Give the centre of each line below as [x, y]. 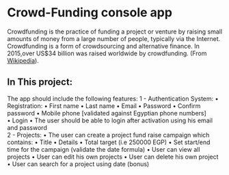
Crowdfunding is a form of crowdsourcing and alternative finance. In [103, 46]
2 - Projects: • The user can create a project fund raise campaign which [108, 135]
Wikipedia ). [23, 60]
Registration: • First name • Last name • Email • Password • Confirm [104, 106]
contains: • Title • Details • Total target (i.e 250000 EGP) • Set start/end [109, 142]
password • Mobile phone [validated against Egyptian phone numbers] [107, 113]
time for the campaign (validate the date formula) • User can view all [104, 149]
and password [27, 127]
